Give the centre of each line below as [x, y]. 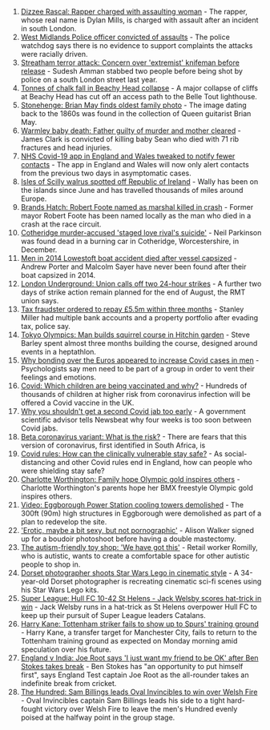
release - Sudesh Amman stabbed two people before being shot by [132, 71]
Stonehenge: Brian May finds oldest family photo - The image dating [133, 105]
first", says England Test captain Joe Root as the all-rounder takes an [135, 675]
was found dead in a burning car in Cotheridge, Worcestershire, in [130, 241]
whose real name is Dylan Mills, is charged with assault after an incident [139, 20]
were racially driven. [54, 54]
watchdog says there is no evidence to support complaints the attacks [137, 46]
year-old [35, 581]
